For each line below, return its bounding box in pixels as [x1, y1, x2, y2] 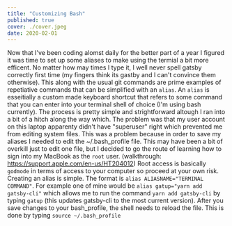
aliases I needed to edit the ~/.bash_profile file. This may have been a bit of [7, 137, 223, 146]
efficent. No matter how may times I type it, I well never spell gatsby [7, 63, 202, 72]
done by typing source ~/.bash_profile [7, 211, 121, 220]
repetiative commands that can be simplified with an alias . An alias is [7, 86, 210, 94]
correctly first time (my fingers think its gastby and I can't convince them [7, 71, 216, 79]
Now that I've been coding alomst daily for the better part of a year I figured [7, 49, 225, 57]
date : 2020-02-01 [7, 29, 58, 37]
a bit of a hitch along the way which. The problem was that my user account [7, 115, 225, 124]
